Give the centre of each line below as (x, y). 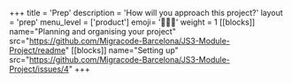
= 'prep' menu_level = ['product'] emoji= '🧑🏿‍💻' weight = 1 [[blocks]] (132, 22)
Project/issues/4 (39, 69)
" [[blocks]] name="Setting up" (122, 50)
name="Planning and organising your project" (93, 31)
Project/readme (38, 50)
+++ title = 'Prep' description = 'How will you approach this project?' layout (146, 13)
